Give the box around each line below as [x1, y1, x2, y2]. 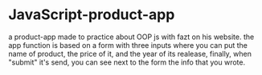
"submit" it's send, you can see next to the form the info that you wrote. [8, 57, 246, 67]
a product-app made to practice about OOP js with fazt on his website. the [8, 32, 255, 41]
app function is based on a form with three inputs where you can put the [8, 40, 248, 49]
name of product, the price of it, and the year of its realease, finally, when [8, 49, 252, 58]
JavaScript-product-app [8, 6, 175, 24]
